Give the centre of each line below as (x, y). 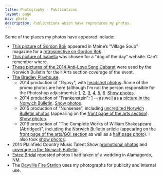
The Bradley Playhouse (35, 77)
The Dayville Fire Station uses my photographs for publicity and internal (84, 165)
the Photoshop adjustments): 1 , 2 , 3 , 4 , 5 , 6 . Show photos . (77, 93)
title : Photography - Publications (41, 9)
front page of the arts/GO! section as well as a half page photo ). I (84, 134)
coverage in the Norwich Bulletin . (45, 150)
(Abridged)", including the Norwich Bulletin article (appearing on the (88, 129)
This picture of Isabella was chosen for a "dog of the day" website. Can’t (85, 57)
